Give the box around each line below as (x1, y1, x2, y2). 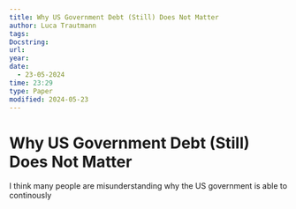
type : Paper (9, 86, 53, 95)
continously (9, 190, 52, 201)
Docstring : (9, 37, 49, 47)
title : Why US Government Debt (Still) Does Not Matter (9, 12, 219, 22)
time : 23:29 (9, 78, 53, 87)
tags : (9, 29, 29, 38)
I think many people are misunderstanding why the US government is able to (9, 181, 288, 191)
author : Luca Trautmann (9, 21, 97, 30)
